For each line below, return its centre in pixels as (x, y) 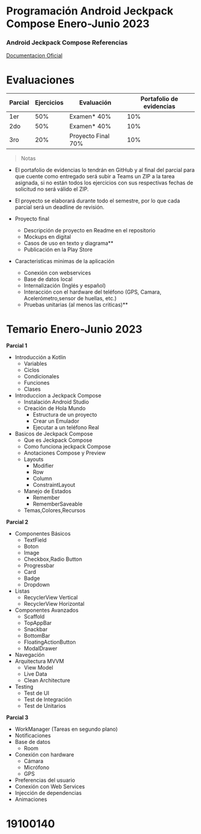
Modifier (43, 466)
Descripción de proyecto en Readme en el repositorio (89, 231)
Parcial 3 (17, 718)
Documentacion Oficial (34, 56)
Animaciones (31, 799)
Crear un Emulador (56, 421)
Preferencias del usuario (45, 780)
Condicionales (42, 376)
